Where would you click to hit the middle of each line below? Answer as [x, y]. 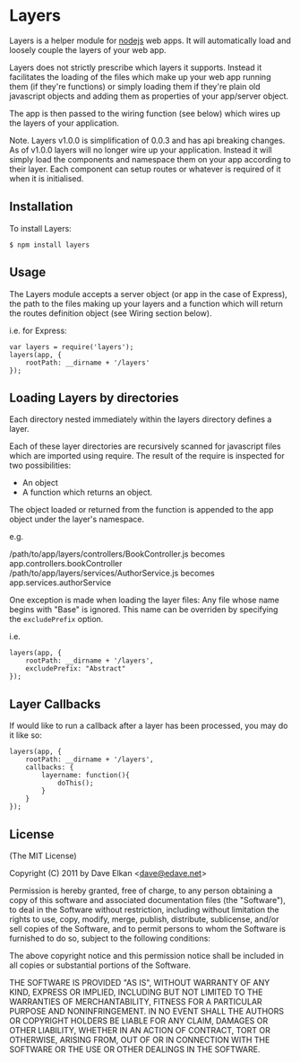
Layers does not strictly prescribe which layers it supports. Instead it [136, 67]
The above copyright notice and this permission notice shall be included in [146, 956]
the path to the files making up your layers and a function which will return [146, 303]
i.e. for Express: [38, 330]
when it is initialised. [47, 178]
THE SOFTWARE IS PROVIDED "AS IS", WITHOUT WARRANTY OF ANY [140, 983]
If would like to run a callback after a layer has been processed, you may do [149, 726]
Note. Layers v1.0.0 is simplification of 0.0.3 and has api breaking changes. [147, 140]
